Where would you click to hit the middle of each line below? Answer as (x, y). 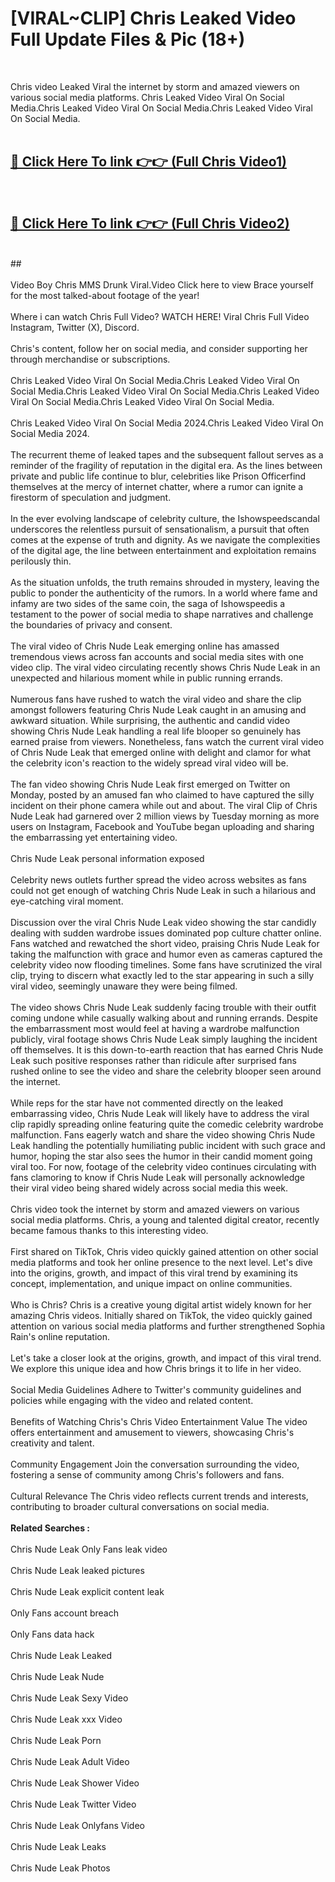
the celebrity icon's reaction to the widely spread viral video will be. (149, 763)
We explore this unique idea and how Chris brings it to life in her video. (156, 1368)
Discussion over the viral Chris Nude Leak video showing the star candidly (163, 922)
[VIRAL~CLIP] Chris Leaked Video (153, 18)
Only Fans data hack (52, 1634)
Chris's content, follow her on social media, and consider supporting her (159, 348)
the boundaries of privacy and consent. (91, 624)
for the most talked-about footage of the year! (105, 295)
